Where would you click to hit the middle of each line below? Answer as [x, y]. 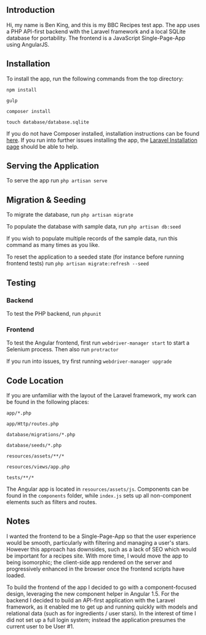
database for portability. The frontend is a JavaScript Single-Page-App [96, 38]
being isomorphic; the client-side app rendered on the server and [89, 562]
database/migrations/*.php [41, 435]
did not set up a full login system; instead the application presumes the [96, 620]
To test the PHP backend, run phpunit [54, 313]
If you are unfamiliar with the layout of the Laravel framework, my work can [101, 395]
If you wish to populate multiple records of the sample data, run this [92, 238]
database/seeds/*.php [34, 446]
